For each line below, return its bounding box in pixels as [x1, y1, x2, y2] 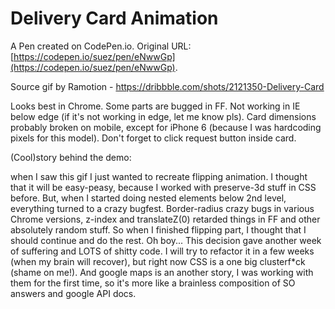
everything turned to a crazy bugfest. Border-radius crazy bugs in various [10, 202, 315, 214]
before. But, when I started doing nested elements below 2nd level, [10, 192, 287, 204]
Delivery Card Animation [10, 7, 219, 30]
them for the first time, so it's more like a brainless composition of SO [10, 277, 296, 289]
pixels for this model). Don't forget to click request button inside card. [10, 132, 297, 144]
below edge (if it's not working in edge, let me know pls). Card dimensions [10, 110, 317, 122]
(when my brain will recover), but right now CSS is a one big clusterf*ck [10, 255, 306, 267]
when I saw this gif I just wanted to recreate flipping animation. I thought [10, 170, 308, 182]
